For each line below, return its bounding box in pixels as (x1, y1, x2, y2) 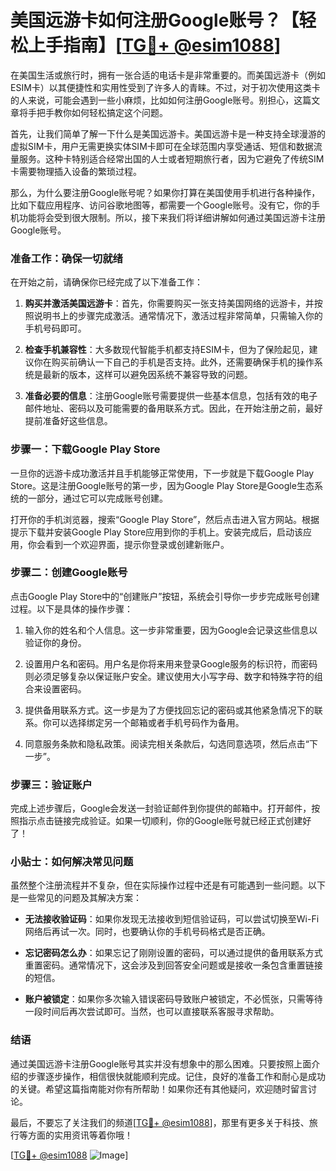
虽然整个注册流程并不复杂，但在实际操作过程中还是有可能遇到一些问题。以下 (10, 879, 326, 891)
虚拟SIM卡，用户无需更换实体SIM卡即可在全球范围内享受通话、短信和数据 (10, 140, 314, 152)
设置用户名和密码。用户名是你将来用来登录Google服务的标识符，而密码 (24, 657, 318, 670)
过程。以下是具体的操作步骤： (10, 602, 133, 615)
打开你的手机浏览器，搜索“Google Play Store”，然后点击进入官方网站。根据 (10, 513, 320, 525)
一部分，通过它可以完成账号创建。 (27, 492, 168, 504)
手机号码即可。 (24, 322, 87, 335)
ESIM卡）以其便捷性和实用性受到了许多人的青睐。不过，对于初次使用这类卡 (10, 81, 321, 93)
